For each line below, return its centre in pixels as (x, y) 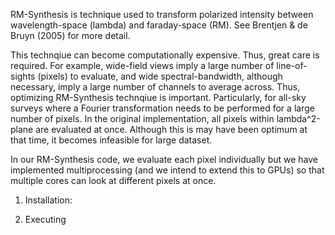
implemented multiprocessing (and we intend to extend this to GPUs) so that (167, 170)
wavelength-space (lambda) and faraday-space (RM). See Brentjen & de (159, 25)
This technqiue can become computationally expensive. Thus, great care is (165, 55)
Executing (45, 219)
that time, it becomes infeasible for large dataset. (111, 140)
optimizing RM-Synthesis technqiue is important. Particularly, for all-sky (158, 97)
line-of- (292, 65)
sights (23, 76)
